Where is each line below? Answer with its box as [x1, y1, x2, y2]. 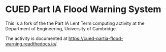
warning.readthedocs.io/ [5, 40, 57, 46]
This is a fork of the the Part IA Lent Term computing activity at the [5, 20, 145, 26]
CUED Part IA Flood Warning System [5, 4, 161, 15]
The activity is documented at [5, 35, 68, 41]
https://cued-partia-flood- [68, 35, 123, 41]
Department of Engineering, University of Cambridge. [5, 25, 117, 31]
